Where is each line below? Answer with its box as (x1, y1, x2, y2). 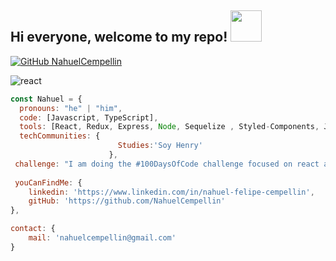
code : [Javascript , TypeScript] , (19, 112, 159, 123)
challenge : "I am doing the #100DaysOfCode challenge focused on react (14, 159, 320, 169)
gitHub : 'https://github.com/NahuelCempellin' (28, 196, 226, 206)
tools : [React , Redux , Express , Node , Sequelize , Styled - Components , (19, 122, 320, 132)
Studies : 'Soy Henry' (117, 141, 203, 151)
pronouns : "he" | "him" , (19, 103, 123, 113)
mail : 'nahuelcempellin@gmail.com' (28, 233, 177, 243)
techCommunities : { (19, 131, 101, 141)
